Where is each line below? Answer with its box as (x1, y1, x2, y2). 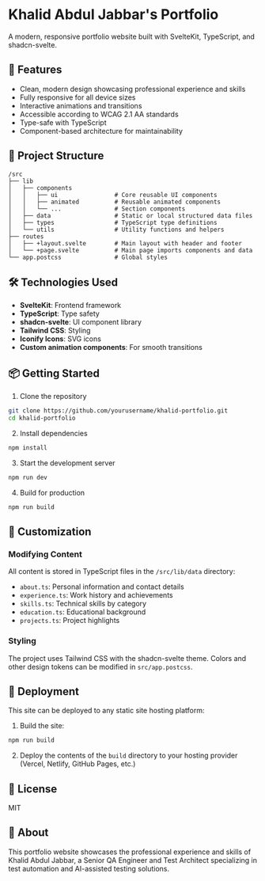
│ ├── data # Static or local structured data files (8, 211, 253, 219)
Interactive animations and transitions (19, 101, 142, 110)
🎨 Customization (8, 525, 92, 538)
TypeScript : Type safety (19, 309, 100, 318)
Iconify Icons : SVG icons (19, 334, 101, 344)
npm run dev (8, 473, 47, 481)
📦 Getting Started (8, 366, 100, 380)
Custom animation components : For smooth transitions (19, 343, 203, 352)
